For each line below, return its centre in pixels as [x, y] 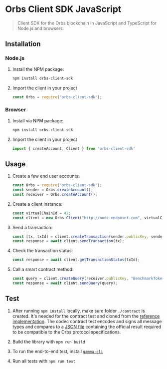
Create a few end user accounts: [46, 176]
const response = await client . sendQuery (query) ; [65, 283]
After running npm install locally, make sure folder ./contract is [79, 311]
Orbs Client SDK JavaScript [63, 9]
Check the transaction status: [43, 251]
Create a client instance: [37, 204]
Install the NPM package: [38, 69]
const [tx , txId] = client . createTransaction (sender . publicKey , [81, 236]
